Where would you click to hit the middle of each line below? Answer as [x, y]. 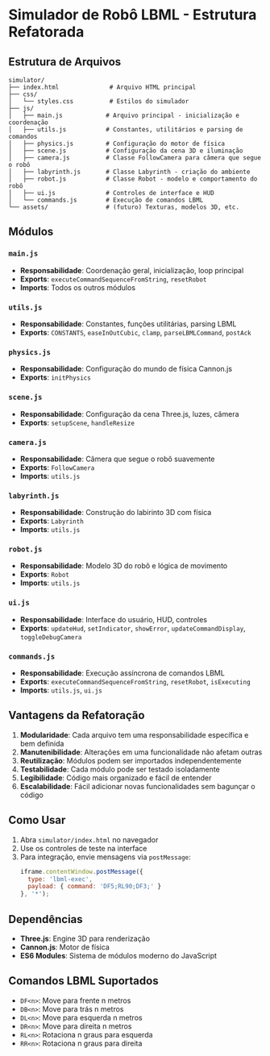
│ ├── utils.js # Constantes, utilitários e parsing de [126, 130]
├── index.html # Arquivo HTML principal [102, 87]
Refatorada [46, 32]
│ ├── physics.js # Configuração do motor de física [117, 143]
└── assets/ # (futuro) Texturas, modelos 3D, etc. [124, 207]
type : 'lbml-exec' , [60, 879]
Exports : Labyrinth [52, 521]
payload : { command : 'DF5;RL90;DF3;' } [95, 887]
